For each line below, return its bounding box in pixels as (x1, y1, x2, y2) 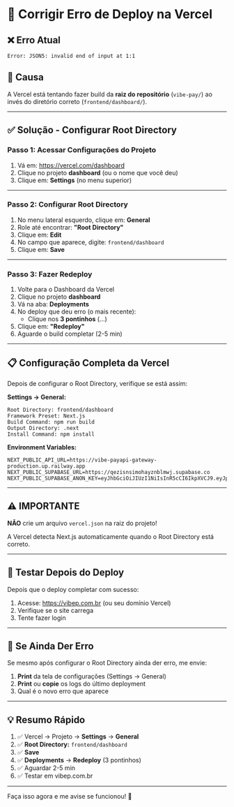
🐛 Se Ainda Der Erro (7, 640, 94, 652)
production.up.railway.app (7, 462, 86, 470)
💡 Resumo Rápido (7, 713, 86, 725)
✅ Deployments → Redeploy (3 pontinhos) (17, 756, 141, 764)
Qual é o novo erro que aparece (17, 687, 109, 695)
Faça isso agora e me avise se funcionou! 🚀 (7, 792, 132, 801)
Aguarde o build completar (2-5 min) (17, 330, 123, 338)
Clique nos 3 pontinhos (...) (27, 315, 108, 323)
